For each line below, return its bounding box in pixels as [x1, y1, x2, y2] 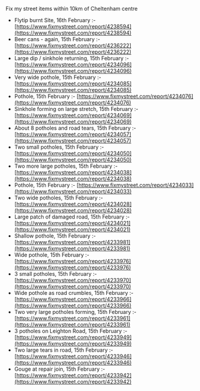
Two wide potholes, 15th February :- [14, 194, 103, 201]
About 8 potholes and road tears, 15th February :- [14, 125, 137, 131]
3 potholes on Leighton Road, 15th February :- [14, 328, 128, 334]
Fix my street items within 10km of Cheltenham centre [5, 5, 138, 12]
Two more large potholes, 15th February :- [14, 162, 118, 170]
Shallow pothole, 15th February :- [14, 232, 96, 239]
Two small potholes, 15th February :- [14, 143, 104, 150]
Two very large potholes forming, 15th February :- [14, 309, 137, 315]
